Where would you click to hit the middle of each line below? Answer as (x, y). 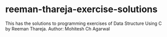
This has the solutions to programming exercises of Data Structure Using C (83, 23)
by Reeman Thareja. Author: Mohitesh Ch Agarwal (58, 28)
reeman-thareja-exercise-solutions (81, 9)
